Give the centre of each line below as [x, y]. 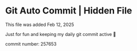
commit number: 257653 [31, 44]
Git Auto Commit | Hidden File [69, 11]
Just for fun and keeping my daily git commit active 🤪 [61, 34]
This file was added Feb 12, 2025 [40, 24]
